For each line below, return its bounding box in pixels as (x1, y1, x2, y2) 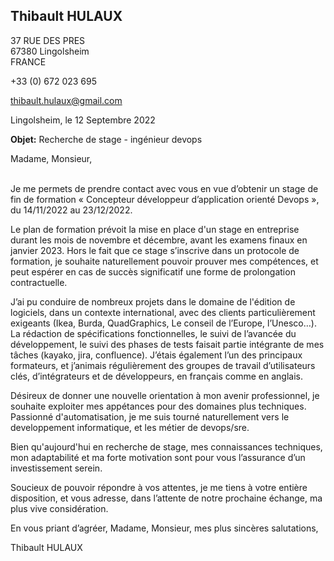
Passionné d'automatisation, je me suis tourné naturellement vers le (10, 410, 290, 423)
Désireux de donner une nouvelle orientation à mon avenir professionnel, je (10, 389, 320, 401)
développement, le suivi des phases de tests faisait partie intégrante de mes (10, 338, 325, 350)
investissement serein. (10, 462, 103, 474)
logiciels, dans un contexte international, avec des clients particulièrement (10, 306, 316, 318)
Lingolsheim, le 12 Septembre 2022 (10, 114, 156, 126)
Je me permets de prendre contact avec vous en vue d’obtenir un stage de (10, 182, 319, 194)
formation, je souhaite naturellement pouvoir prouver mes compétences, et (10, 255, 319, 267)
